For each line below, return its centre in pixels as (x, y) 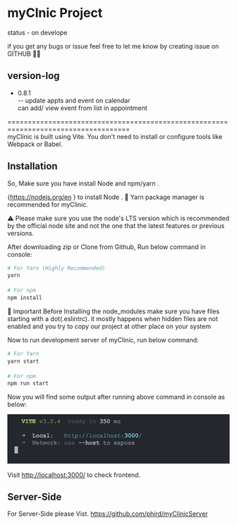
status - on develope (37, 32)
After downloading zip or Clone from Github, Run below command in (107, 247)
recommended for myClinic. (48, 204)
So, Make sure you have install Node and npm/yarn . (84, 183)
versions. (20, 233)
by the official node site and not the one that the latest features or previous (116, 225)
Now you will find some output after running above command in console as (116, 397)
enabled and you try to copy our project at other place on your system (109, 326)
